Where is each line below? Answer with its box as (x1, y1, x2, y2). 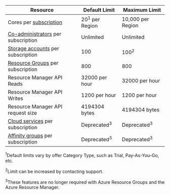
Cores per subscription (8, 19, 62, 26)
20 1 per (81, 15, 100, 23)
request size (8, 110, 37, 117)
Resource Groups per (8, 60, 59, 67)
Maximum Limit (123, 7, 161, 13)
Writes (8, 95, 24, 102)
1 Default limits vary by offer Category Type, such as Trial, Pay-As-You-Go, (5, 152, 159, 158)
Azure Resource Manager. (5, 184, 60, 190)
